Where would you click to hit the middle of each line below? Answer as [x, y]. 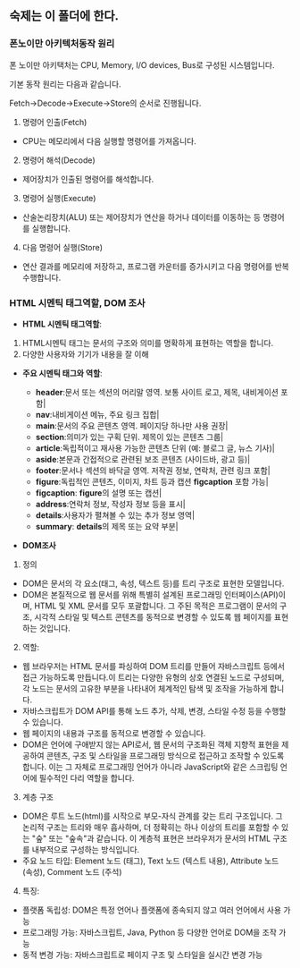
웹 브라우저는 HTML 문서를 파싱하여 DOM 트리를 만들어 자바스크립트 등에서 [154, 666]
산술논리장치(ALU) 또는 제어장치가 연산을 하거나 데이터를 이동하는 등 [142, 217]
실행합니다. [51, 228]
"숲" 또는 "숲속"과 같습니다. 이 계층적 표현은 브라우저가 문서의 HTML [151, 838]
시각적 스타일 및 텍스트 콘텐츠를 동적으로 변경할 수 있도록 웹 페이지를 [153, 616]
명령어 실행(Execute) [59, 198]
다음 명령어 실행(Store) [62, 247]
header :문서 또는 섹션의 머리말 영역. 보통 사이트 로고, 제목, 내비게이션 [157, 392]
